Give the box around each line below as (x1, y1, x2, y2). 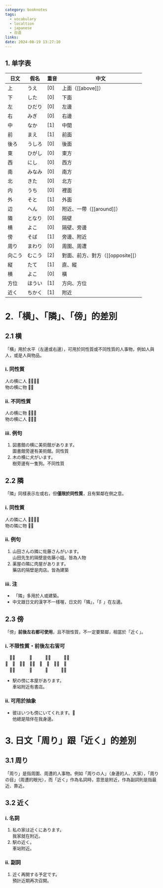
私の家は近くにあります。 (12, 827, 64, 833)
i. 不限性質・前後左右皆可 (5, 642, 65, 649)
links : (5, 35, 19, 40)
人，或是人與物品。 (5, 352, 44, 358)
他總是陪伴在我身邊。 (12, 716, 56, 721)
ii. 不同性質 (5, 397, 31, 404)
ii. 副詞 (5, 859, 21, 866)
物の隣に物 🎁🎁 (5, 522, 34, 528)
